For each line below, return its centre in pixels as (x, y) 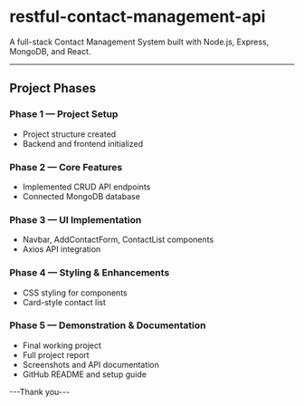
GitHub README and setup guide (85, 374)
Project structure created (69, 134)
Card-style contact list (64, 302)
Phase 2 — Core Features (66, 167)
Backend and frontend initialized (82, 143)
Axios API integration (62, 249)
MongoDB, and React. (50, 51)
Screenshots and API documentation (91, 364)
